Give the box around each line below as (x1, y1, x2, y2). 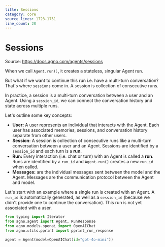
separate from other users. (12, 133, 67, 139)
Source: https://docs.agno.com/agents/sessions (5, 59, 103, 65)
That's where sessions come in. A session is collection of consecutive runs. (5, 83, 159, 89)
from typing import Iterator (5, 214, 65, 219)
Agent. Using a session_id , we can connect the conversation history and (5, 98, 153, 104)
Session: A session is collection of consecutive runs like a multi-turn (12, 138, 152, 143)
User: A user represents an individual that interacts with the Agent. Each (12, 122, 159, 128)
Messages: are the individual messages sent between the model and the (12, 169, 161, 175)
